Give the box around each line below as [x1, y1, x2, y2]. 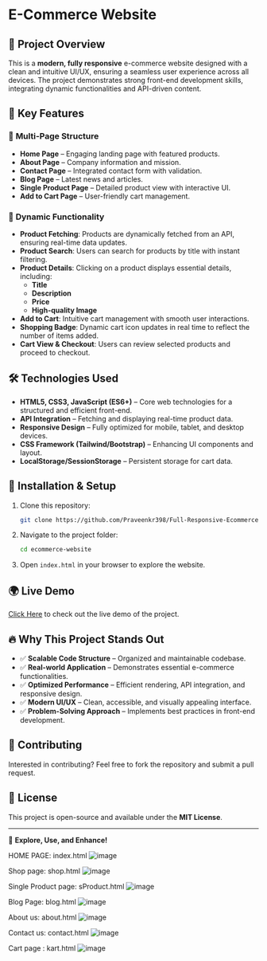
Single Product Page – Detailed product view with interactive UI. [19, 182, 231, 192]
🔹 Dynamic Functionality [8, 211, 105, 222]
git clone [19, 516, 53, 524]
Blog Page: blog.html [8, 896, 77, 906]
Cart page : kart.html [8, 943, 76, 953]
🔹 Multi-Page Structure [8, 131, 99, 142]
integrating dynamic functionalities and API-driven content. [8, 84, 202, 93]
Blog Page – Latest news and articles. [19, 174, 143, 184]
